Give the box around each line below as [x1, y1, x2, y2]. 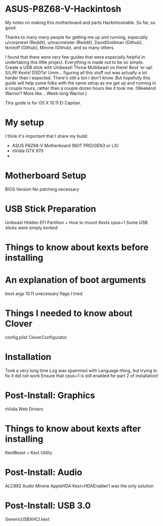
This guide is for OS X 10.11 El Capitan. [5, 100, 82, 105]
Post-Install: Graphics [5, 390, 95, 401]
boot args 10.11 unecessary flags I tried [5, 291, 83, 296]
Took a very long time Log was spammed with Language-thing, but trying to [5, 367, 157, 373]
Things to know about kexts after [5, 423, 141, 434]
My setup [5, 117, 44, 128]
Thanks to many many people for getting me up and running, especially [5, 34, 148, 40]
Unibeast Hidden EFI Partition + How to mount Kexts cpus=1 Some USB [5, 219, 148, 225]
